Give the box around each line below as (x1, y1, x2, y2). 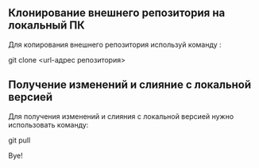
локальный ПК (8, 19, 85, 32)
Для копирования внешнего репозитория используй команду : (8, 40, 222, 49)
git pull (8, 135, 31, 145)
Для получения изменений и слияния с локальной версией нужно (8, 111, 234, 121)
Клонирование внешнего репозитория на (8, 6, 226, 20)
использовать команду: (8, 120, 89, 129)
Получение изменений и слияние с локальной (8, 78, 252, 92)
